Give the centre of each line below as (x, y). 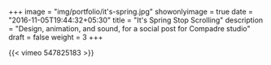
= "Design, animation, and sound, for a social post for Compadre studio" (129, 28)
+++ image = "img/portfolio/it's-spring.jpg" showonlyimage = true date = (131, 12)
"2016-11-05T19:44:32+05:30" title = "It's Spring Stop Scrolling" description (136, 20)
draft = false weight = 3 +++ (56, 37)
